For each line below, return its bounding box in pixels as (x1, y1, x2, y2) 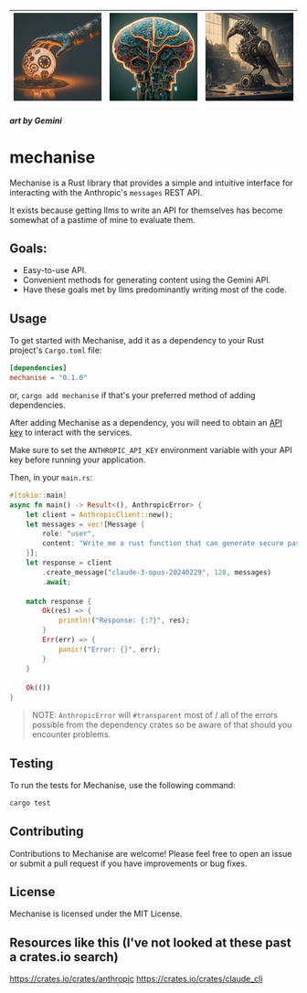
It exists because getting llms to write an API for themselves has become (9, 205, 283, 216)
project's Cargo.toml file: (9, 344, 102, 356)
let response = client (26, 558, 112, 567)
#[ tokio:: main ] (9, 491, 68, 500)
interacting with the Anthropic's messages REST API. (9, 186, 203, 197)
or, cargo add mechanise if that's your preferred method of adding (9, 389, 256, 400)
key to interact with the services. (9, 427, 132, 438)
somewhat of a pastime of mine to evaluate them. (9, 214, 196, 225)
